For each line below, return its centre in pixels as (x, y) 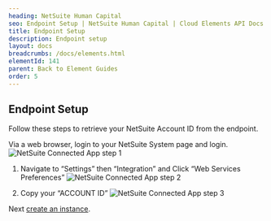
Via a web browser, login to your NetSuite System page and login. (118, 145)
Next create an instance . (50, 209)
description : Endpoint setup (58, 39)
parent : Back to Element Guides (63, 69)
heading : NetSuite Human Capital (65, 16)
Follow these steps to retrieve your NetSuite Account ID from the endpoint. (133, 129)
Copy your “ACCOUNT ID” (64, 193)
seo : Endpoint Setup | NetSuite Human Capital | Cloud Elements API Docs (136, 24)
